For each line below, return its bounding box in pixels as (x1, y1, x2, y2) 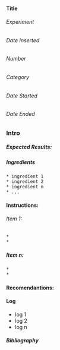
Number (6, 55, 27, 62)
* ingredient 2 (6, 179, 44, 185)
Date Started (6, 92, 37, 99)
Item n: (6, 251, 24, 258)
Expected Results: (6, 143, 52, 151)
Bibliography (6, 337, 39, 344)
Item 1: (6, 215, 23, 222)
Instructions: (6, 201, 39, 209)
